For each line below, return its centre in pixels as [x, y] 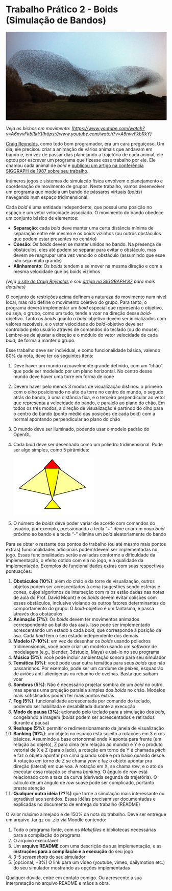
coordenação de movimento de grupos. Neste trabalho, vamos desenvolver [85, 187]
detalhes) [16, 287]
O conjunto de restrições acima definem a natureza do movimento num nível [86, 297]
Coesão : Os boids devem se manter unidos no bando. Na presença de [87, 244]
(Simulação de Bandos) [56, 20]
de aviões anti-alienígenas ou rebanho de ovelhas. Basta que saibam [85, 674]
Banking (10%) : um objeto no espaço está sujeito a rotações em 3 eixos [89, 734]
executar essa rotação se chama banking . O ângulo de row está [80, 772]
